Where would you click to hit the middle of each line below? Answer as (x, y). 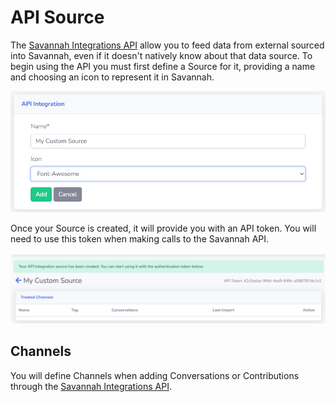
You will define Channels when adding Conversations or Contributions (155, 375)
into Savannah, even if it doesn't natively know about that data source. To (161, 55)
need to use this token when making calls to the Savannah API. (140, 238)
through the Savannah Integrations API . (91, 386)
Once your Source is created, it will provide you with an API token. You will (163, 228)
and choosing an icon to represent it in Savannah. (112, 77)
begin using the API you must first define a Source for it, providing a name (163, 66)
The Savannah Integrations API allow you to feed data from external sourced (167, 45)
